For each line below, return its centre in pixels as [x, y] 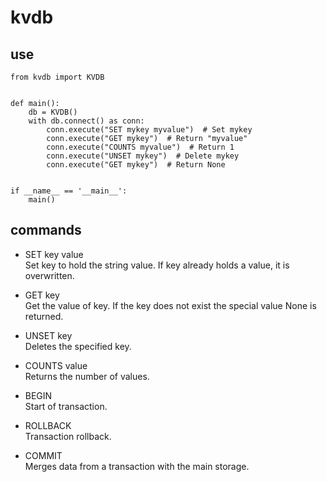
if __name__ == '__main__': [69, 191]
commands [46, 230]
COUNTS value [56, 365]
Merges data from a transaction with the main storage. [137, 466]
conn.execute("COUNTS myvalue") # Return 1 [140, 147]
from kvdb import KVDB [57, 77]
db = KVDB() [53, 112]
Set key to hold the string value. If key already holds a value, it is [157, 265]
